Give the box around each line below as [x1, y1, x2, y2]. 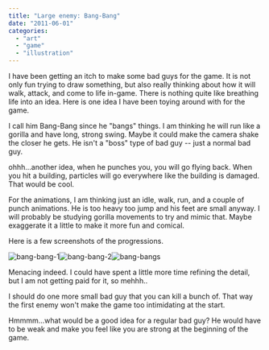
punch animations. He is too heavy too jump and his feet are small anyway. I [8, 204, 260, 213]
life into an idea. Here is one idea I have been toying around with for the [8, 97, 246, 106]
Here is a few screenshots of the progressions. [8, 237, 163, 245]
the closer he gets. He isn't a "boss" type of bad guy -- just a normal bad [8, 138, 251, 147]
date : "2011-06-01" [8, 19, 74, 27]
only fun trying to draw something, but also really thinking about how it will [8, 80, 256, 89]
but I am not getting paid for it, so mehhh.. [8, 276, 148, 286]
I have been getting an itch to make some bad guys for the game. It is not [8, 72, 251, 80]
